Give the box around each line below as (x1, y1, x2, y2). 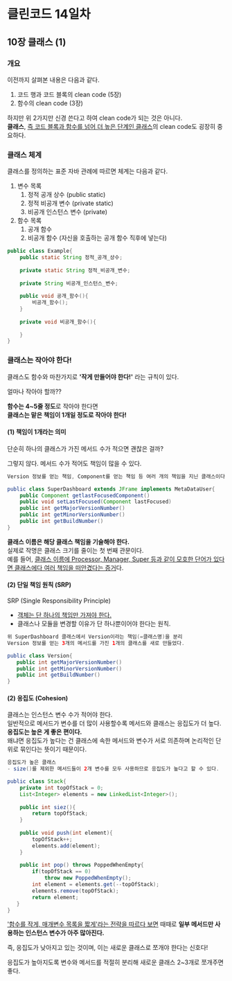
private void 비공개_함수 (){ (19, 318, 97, 326)
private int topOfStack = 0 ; (19, 784, 104, 791)
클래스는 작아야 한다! (7, 355, 72, 365)
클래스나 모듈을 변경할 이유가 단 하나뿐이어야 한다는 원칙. (17, 619, 171, 628)
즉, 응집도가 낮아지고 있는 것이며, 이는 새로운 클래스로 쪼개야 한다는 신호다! (7, 944, 208, 952)
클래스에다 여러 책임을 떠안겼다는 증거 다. (14, 563, 124, 572)
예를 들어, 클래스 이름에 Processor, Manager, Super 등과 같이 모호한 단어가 (7, 555, 213, 563)
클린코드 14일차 (7, 6, 91, 22)
